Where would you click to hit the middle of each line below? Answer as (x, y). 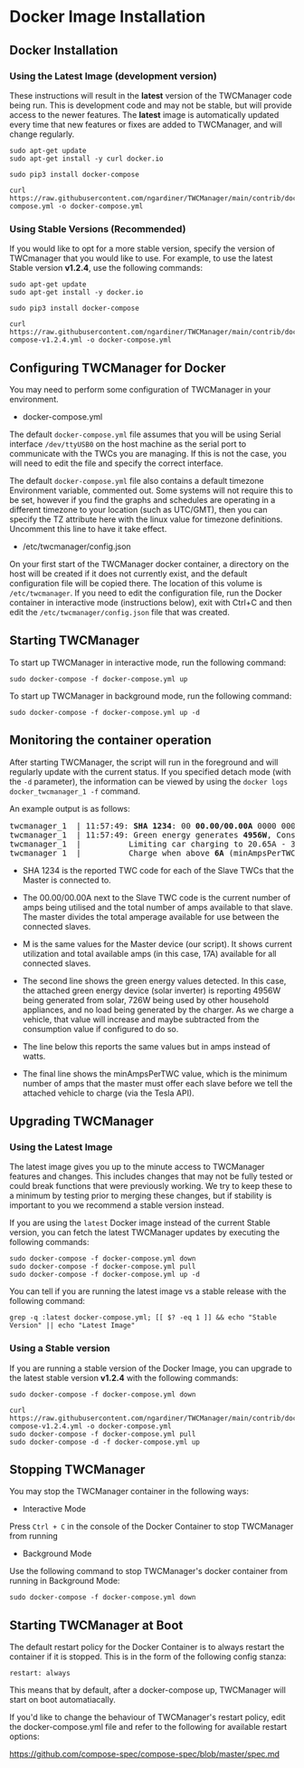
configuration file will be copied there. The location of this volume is (136, 583)
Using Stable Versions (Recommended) (98, 228)
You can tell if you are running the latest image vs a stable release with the (148, 1291)
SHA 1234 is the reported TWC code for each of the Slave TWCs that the (158, 870)
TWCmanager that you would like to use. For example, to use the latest (141, 258)
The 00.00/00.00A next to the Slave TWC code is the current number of (157, 897)
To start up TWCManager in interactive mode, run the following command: (148, 662)
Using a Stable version (60, 1348)
